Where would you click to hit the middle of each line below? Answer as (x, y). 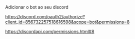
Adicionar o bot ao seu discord (37, 7)
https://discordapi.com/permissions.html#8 (50, 31)
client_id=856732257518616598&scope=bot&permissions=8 (67, 22)
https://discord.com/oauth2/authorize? (45, 17)
